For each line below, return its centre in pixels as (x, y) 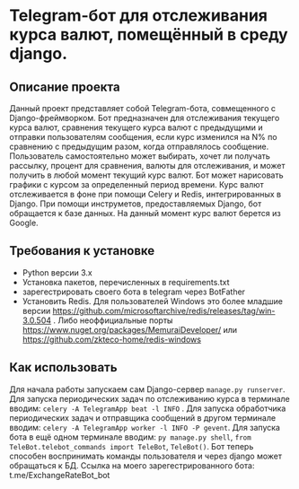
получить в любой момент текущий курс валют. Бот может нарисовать (147, 175)
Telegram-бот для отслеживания (138, 16)
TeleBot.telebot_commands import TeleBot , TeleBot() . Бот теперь (132, 446)
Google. (24, 223)
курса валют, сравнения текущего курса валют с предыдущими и (136, 127)
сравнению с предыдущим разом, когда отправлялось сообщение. (139, 146)
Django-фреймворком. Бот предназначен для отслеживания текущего (145, 118)
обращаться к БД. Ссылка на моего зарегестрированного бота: (132, 465)
